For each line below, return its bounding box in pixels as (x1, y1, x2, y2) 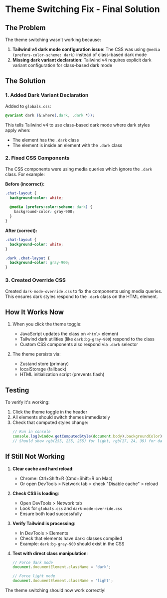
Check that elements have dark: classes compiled (19, 535, 122, 541)
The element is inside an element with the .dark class (12, 142, 123, 148)
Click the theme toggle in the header (12, 409, 88, 415)
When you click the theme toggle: (12, 321, 82, 327)
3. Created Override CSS (5, 276, 66, 283)
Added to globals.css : (5, 103, 51, 109)
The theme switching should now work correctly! (5, 587, 106, 593)
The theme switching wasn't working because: (5, 36, 101, 42)
